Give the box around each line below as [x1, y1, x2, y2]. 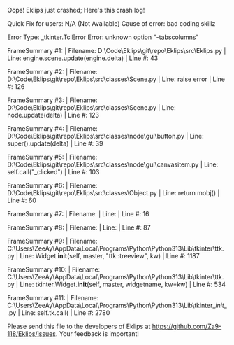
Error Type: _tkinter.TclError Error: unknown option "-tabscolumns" [7, 33, 199, 41]
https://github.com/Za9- [152, 322, 222, 330]
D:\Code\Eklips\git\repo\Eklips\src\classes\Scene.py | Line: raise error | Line [7, 75, 226, 83]
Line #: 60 [7, 196, 37, 204]
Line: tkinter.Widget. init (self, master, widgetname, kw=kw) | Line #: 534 [20, 280, 226, 288]
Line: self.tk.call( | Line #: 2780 [21, 309, 110, 317]
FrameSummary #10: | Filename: [7, 265, 101, 274]
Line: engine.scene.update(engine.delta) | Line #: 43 [7, 54, 159, 62]
